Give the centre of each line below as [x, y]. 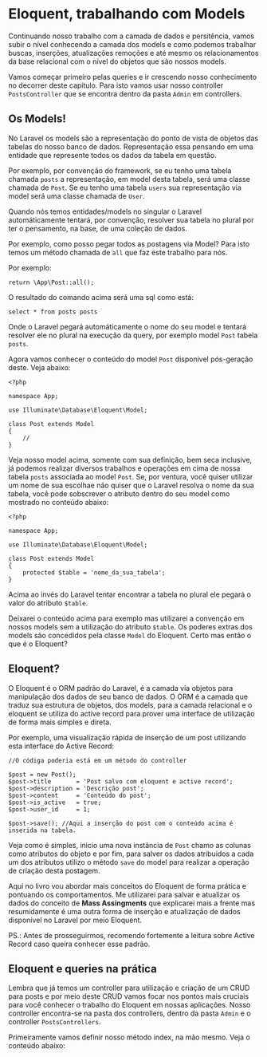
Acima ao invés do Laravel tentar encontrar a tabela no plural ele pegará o [130, 594]
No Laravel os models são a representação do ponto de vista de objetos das [133, 138]
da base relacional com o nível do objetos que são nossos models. [118, 61]
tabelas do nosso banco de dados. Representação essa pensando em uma [131, 146]
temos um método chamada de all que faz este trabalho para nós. [118, 252]
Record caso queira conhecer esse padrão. [79, 944]
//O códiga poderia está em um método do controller [98, 760]
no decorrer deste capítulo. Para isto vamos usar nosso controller [116, 85]
